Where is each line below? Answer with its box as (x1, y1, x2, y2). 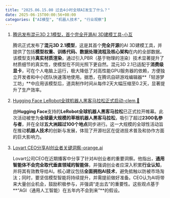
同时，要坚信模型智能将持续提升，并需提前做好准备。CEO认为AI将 (21, 175, 160, 181)
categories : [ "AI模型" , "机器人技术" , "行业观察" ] (5, 17, 107, 22)
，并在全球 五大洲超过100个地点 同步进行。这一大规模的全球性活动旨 (21, 121, 164, 127)
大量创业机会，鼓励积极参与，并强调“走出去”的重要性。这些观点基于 (17, 181, 160, 187)
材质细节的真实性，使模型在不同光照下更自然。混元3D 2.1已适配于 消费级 (12, 62, 164, 68)
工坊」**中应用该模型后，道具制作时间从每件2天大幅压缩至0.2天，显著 (12, 80, 161, 87)
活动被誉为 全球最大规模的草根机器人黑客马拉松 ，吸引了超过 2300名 (17, 115, 159, 121)
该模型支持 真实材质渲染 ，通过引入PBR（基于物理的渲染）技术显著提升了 (12, 55, 164, 61)
